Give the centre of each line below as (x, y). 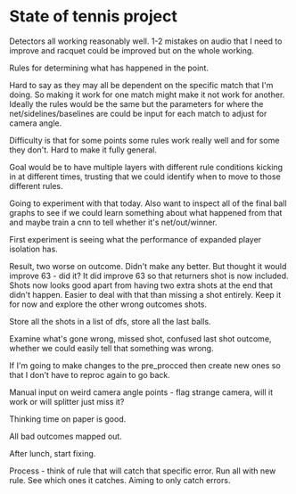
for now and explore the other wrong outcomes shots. (108, 304)
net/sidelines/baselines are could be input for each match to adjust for (138, 113)
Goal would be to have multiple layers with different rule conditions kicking (146, 167)
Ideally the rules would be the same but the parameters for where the (136, 103)
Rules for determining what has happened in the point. (109, 68)
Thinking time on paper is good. (68, 419)
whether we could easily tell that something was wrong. (111, 348)
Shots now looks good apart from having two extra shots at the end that (141, 285)
